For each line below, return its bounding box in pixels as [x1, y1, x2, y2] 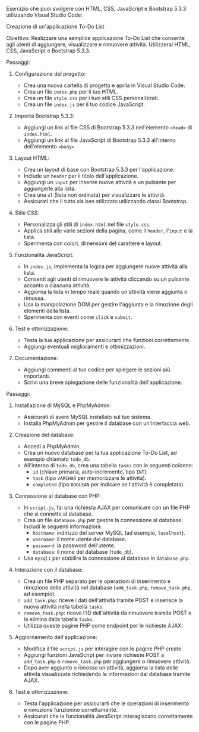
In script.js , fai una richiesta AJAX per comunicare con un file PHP [23, 504, 190, 511]
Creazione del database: [14, 432, 75, 438]
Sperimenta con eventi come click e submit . [23, 314, 132, 321]
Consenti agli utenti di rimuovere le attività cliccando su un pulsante [23, 275, 189, 283]
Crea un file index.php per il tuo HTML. [23, 88, 119, 95]
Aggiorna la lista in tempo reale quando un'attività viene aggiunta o [23, 289, 188, 295]
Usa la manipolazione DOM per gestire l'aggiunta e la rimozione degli [23, 301, 193, 308]
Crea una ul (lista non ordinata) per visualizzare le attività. [23, 191, 166, 198]
